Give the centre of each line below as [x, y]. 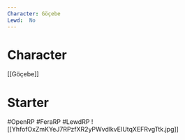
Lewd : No [22, 20]
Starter [28, 103]
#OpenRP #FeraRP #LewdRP [49, 122]
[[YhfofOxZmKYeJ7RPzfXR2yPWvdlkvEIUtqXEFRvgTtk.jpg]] [93, 129]
